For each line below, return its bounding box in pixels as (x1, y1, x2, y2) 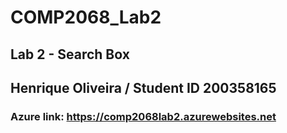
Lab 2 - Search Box (10, 46, 130, 63)
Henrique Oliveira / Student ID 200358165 (10, 79, 277, 96)
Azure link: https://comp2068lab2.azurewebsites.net (10, 109, 277, 123)
